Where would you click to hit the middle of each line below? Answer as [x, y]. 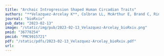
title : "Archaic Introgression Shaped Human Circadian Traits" [71, 9]
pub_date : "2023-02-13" [29, 23]
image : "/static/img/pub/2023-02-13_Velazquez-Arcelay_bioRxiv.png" [76, 28]
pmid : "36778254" [23, 32]
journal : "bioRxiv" [25, 19]
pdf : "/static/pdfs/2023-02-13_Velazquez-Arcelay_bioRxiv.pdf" [71, 41]
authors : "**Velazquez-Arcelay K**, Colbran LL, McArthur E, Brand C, [78, 14]
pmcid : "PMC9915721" [26, 37]
